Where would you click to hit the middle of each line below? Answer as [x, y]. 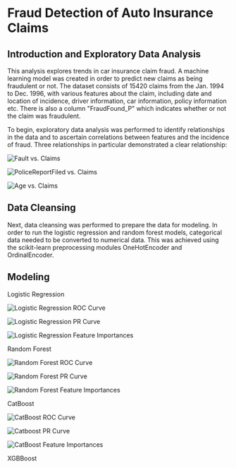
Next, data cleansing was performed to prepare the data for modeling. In [113, 224]
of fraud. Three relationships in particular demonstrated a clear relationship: [117, 145]
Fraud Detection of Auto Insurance [110, 13]
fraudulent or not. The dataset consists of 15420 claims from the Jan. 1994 [116, 86]
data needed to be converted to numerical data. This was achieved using [113, 240]
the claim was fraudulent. [44, 116]
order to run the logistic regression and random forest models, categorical [115, 232]
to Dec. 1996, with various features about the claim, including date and [110, 94]
